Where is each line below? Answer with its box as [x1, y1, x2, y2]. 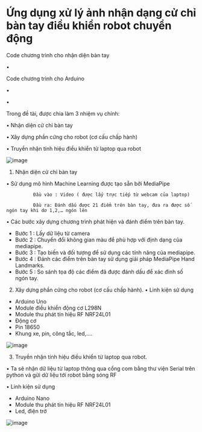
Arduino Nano [14, 395, 50, 402]
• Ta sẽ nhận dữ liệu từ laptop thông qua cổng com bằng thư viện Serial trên [6, 365, 195, 372]
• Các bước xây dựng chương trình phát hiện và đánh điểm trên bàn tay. [6, 218, 185, 225]
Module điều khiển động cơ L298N [14, 304, 102, 311]
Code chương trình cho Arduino [6, 75, 84, 82]
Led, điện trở [14, 407, 47, 415]
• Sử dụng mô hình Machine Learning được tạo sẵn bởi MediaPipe [6, 180, 170, 187]
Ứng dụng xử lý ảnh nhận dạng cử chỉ [6, 6, 197, 20]
